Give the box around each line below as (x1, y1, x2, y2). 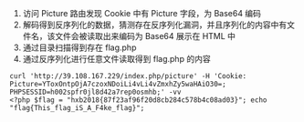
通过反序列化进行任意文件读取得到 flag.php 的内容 (22, 54, 212, 64)
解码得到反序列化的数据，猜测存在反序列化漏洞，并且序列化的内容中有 (22, 19, 288, 30)
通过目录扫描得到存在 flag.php (22, 42, 137, 53)
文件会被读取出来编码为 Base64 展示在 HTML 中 (54, 31, 236, 41)
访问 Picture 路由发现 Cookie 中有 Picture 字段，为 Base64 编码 (22, 8, 262, 18)
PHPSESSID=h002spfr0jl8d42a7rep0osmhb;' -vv (9, 87, 182, 97)
